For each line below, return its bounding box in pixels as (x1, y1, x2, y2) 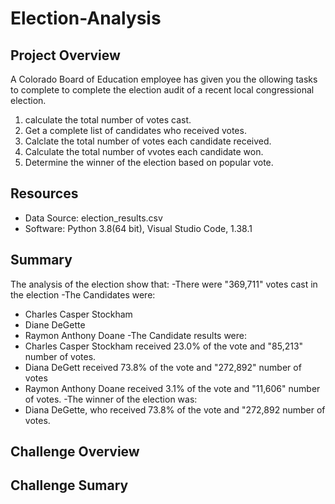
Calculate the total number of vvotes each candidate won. (24, 146, 264, 157)
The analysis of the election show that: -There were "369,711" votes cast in (10, 278, 318, 290)
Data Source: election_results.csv (24, 212, 163, 224)
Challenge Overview (10, 443, 140, 461)
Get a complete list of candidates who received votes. (24, 125, 247, 136)
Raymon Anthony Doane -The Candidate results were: (24, 329, 248, 341)
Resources (10, 185, 79, 202)
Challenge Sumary (10, 477, 129, 494)
